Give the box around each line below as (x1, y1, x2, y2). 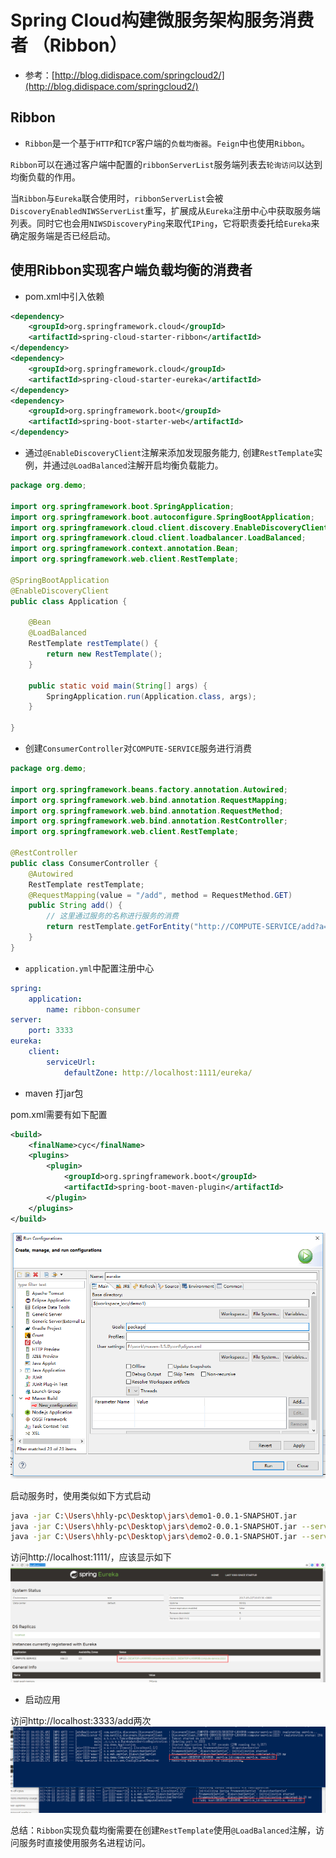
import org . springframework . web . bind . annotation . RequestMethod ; (10, 806, 284, 816)
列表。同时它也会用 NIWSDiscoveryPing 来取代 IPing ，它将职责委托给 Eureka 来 (10, 217, 320, 229)
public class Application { (10, 596, 128, 606)
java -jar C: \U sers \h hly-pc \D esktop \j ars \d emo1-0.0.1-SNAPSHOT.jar (10, 1511, 298, 1521)
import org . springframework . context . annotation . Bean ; (10, 544, 240, 554)
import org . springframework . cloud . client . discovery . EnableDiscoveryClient (10, 522, 329, 533)
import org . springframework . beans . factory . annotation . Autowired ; (10, 784, 288, 795)
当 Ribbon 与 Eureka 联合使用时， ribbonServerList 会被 (10, 192, 224, 204)
